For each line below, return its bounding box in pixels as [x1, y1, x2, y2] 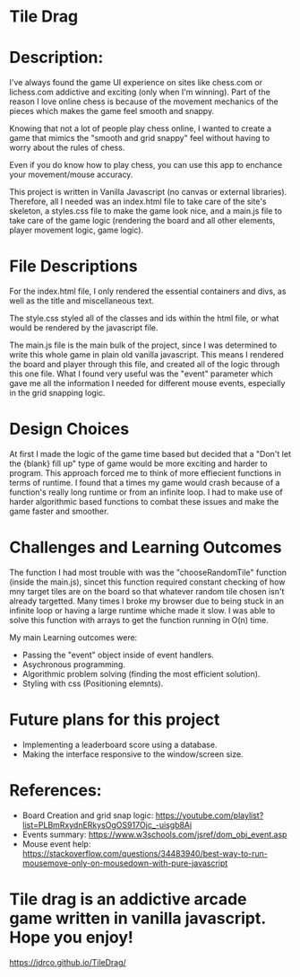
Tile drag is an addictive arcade [9, 889, 248, 909]
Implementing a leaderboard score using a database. [21, 739, 218, 750]
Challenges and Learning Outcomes [9, 537, 282, 558]
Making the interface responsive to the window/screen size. [21, 748, 244, 760]
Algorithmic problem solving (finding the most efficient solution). [21, 668, 261, 679]
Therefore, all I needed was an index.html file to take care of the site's [9, 196, 267, 207]
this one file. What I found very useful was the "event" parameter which [9, 368, 273, 379]
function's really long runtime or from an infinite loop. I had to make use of [9, 487, 284, 497]
